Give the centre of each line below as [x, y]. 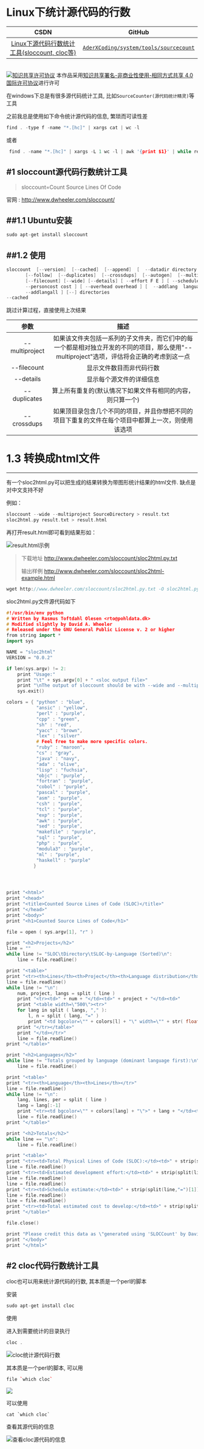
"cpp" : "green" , [58, 719]
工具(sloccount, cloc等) [43, 52]
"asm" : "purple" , [59, 798]
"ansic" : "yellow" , [62, 708]
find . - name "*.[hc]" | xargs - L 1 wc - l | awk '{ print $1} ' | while [100, 151]
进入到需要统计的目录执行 [38, 1331]
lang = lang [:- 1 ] [39, 1105]
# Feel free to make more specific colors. [92, 742]
